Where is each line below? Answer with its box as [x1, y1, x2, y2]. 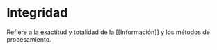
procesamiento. [6, 35, 51, 43]
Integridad [6, 5, 68, 21]
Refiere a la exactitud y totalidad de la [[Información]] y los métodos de [6, 28, 210, 36]
